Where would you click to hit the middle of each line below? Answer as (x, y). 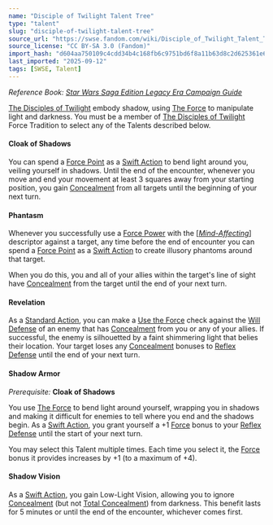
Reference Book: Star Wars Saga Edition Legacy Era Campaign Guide (125, 92)
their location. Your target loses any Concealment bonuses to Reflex (122, 346)
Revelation (27, 302)
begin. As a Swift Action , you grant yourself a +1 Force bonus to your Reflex (135, 425)
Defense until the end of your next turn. (74, 355)
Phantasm (26, 215)
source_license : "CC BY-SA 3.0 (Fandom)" (80, 46)
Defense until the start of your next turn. (76, 433)
